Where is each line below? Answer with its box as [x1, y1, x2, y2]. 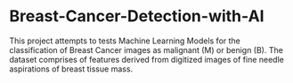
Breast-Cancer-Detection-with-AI [9, 6, 265, 26]
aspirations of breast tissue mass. [9, 64, 134, 74]
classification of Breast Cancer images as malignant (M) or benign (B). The [9, 44, 283, 55]
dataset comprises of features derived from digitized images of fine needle [9, 54, 285, 64]
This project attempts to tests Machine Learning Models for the [9, 35, 240, 46]
